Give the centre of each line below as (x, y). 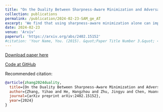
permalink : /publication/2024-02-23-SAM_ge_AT (53, 18)
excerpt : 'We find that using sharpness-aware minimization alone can (78, 23)
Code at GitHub (21, 64)
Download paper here (27, 55)
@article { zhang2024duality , (33, 82)
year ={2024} (22, 101)
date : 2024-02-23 (23, 28)
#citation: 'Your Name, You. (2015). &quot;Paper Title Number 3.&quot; (80, 41)
